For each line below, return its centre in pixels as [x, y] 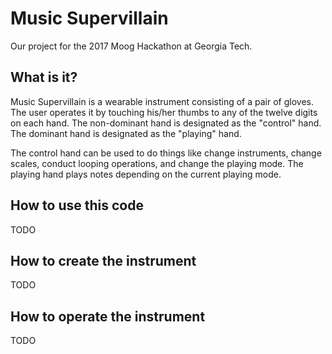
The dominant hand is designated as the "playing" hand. [126, 133]
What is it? [44, 77]
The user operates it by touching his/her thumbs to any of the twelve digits [164, 112]
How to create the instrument [103, 260]
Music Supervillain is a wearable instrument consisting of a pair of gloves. [162, 101]
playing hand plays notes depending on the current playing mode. [146, 174]
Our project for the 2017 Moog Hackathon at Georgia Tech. [131, 46]
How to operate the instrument [108, 316]
